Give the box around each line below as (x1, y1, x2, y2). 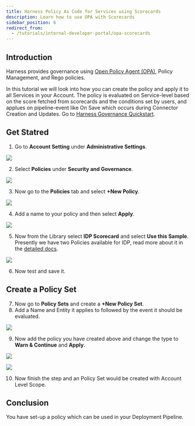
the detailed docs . (14, 245, 59, 252)
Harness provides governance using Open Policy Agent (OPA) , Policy (6, 68, 173, 75)
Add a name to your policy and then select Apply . (14, 210, 135, 217)
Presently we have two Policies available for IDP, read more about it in (14, 239, 183, 246)
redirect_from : (6, 25, 43, 31)
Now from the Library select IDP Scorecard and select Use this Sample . (14, 233, 189, 240)
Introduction (6, 52, 53, 62)
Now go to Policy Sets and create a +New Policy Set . (14, 300, 145, 307)
